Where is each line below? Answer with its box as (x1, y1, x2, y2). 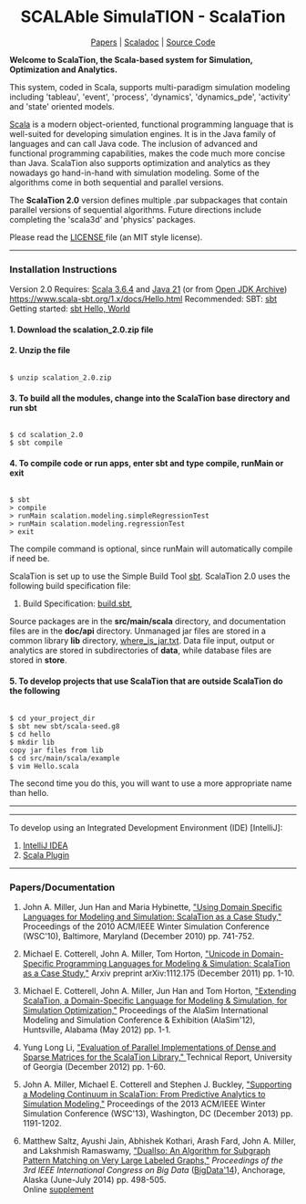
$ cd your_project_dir (9, 714, 96, 723)
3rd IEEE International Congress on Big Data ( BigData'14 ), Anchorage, (22, 1164, 286, 1175)
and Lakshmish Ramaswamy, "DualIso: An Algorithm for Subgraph (22, 1145, 270, 1156)
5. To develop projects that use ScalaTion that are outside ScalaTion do (9, 675, 284, 686)
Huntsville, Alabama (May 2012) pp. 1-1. (22, 1024, 171, 1035)
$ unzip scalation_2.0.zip (9, 373, 112, 382)
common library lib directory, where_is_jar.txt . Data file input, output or (9, 635, 275, 646)
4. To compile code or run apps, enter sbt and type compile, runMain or (9, 457, 284, 468)
